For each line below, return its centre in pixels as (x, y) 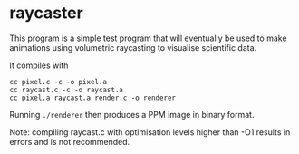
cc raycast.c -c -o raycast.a (67, 90)
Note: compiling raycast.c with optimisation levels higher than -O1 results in (150, 132)
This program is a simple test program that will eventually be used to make (148, 38)
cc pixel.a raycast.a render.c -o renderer (93, 98)
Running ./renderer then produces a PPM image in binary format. (132, 114)
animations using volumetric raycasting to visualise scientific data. (133, 47)
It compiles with (39, 65)
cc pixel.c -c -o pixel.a (58, 82)
